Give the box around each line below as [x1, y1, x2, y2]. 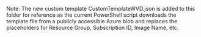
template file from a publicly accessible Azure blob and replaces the [6, 18, 178, 24]
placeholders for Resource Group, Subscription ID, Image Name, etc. [6, 24, 179, 31]
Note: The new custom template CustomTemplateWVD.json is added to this [6, 5, 196, 12]
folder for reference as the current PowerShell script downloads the [6, 11, 177, 18]
